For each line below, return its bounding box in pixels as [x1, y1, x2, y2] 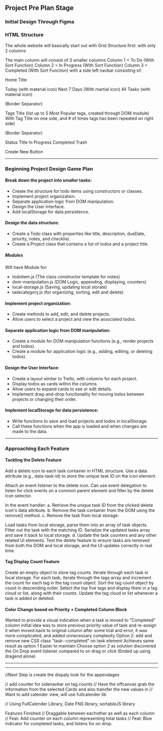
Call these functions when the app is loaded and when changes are [12, 423, 147, 429]
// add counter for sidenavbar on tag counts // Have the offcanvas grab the [5, 681, 155, 687]
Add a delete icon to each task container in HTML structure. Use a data [5, 468, 147, 474]
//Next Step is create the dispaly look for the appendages [5, 672, 120, 678]
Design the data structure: [5, 220, 59, 226]
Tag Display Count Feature [5, 559, 60, 565]
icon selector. [5, 493, 33, 498]
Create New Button [5, 149, 43, 154]
